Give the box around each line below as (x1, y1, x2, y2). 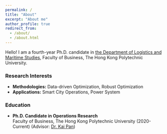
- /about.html (9, 36, 39, 41)
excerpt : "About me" (5, 17, 48, 22)
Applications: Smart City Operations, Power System (12, 89, 120, 95)
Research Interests (5, 72, 52, 79)
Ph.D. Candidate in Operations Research (12, 113, 98, 119)
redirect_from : (5, 26, 37, 31)
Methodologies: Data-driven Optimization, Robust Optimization (12, 84, 143, 90)
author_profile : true (5, 21, 50, 27)
